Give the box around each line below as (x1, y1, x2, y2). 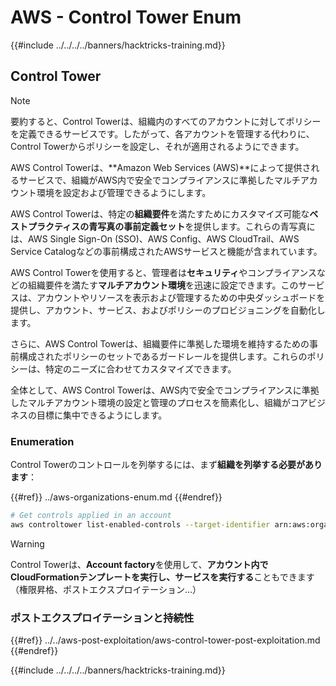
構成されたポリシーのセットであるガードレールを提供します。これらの (18, 350, 308, 362)
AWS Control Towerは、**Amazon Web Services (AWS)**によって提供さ (10, 161, 312, 173)
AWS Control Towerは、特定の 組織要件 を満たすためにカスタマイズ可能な (10, 207, 310, 220)
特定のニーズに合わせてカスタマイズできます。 (44, 362, 237, 375)
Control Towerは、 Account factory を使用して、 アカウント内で (10, 558, 269, 570)
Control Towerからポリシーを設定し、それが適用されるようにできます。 (10, 140, 305, 152)
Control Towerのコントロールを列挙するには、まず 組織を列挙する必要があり (10, 459, 323, 471)
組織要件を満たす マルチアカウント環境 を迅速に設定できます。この (27, 279, 299, 291)
